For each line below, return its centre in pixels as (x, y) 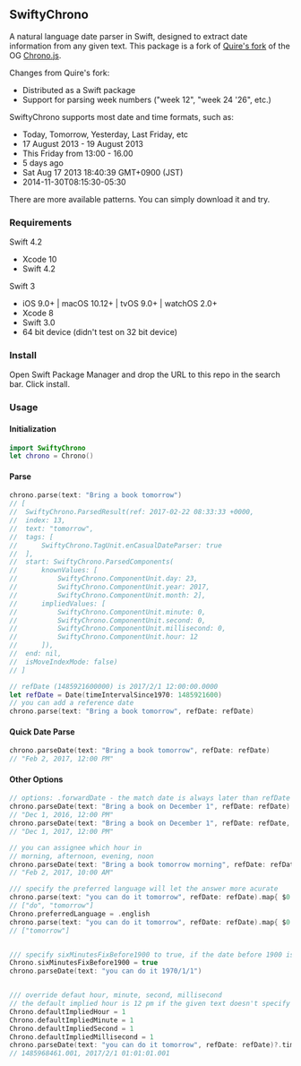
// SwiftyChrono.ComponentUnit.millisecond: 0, (118, 629)
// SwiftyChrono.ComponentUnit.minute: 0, (107, 612)
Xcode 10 (39, 260)
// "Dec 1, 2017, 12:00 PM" (62, 831)
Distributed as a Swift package (79, 90)
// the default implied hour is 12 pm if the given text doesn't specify (150, 1004)
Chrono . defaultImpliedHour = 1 (68, 1011)
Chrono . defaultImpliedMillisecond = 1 (82, 1037)
